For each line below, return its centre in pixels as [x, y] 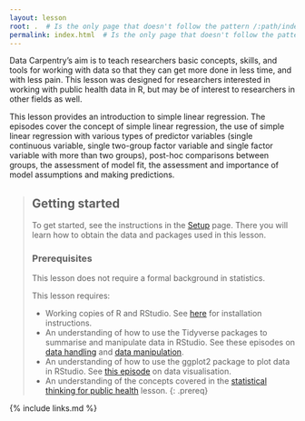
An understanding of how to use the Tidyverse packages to [156, 333]
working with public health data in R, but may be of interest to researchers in [152, 90]
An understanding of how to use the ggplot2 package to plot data [167, 362]
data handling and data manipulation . [114, 352]
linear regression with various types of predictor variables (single [131, 136]
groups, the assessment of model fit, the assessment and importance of [144, 165]
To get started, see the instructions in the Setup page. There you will [160, 226]
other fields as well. [46, 99]
